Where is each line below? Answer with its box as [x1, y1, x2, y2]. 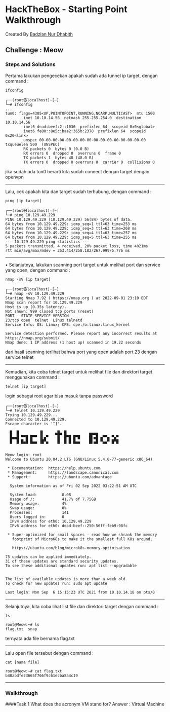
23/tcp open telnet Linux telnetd [5, 318, 82, 323]
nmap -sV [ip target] [5, 277, 51, 282]
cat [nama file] [5, 660, 39, 665]
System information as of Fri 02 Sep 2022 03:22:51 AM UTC [10, 483, 137, 489]
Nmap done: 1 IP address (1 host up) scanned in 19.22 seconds [5, 340, 142, 345]
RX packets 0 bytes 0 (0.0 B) [23, 146, 90, 152]
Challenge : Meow [5, 46, 64, 54]
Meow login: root [5, 452, 42, 457]
